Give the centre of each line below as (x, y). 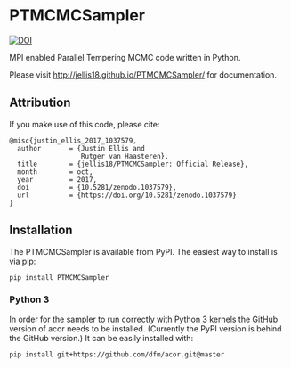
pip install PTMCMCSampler (59, 277)
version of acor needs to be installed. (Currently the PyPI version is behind (145, 328)
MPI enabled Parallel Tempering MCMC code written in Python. (125, 57)
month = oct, (55, 172)
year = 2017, (57, 179)
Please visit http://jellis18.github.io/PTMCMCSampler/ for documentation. (143, 74)
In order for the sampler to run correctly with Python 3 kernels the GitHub (144, 319)
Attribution (40, 103)
